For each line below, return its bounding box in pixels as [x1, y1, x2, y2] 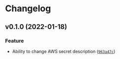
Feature [5, 37, 24, 44]
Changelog [5, 3, 51, 14]
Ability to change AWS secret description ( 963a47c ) [12, 48, 116, 54]
